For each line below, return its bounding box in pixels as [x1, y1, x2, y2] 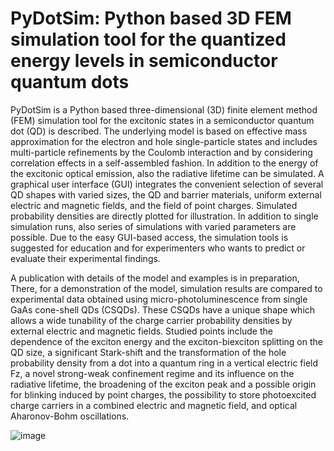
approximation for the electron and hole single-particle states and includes [10, 135, 318, 147]
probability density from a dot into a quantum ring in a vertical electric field [10, 357, 319, 369]
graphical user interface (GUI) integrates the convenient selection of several [10, 178, 324, 190]
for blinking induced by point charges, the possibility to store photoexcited [10, 388, 317, 401]
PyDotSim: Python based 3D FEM [10, 7, 292, 30]
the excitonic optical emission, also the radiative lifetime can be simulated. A [10, 167, 325, 179]
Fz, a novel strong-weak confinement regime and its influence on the [10, 367, 295, 379]
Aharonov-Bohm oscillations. [10, 410, 130, 422]
